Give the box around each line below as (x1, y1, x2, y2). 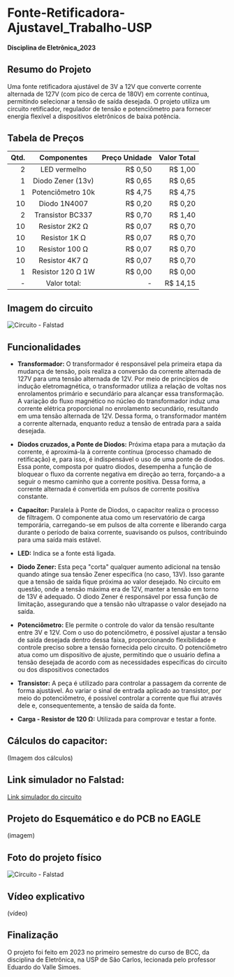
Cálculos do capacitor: (7, 735, 108, 747)
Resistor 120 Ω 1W (31, 267, 96, 277)
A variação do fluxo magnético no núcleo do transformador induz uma (17, 397, 220, 405)
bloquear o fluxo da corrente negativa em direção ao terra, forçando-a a (17, 470, 226, 479)
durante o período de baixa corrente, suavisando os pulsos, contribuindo (17, 528, 228, 537)
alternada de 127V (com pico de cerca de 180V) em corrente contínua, (7, 90, 210, 98)
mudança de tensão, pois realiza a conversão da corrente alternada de (17, 367, 221, 376)
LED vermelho (40, 164, 87, 174)
